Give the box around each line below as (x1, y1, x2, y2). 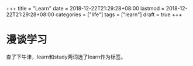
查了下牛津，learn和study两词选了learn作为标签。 (6, 53, 126, 60)
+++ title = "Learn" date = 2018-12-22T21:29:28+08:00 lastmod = (6, 5, 165, 12)
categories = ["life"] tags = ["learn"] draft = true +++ (55, 11, 182, 18)
